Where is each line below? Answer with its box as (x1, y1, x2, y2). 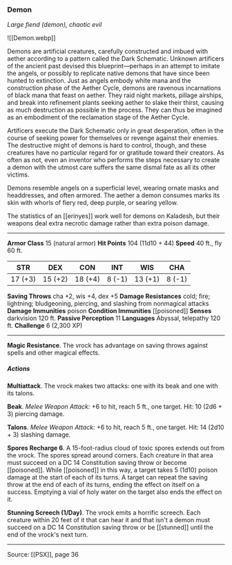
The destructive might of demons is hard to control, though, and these (7, 141, 207, 150)
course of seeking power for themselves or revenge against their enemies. (7, 134, 220, 142)
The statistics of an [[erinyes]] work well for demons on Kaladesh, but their (7, 212, 220, 220)
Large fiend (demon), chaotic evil (7, 21, 102, 29)
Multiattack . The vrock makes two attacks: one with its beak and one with (7, 381, 219, 390)
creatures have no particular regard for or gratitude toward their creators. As (7, 148, 224, 157)
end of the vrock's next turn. (7, 531, 88, 539)
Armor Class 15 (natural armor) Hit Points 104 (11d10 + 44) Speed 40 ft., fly (7, 239, 222, 248)
